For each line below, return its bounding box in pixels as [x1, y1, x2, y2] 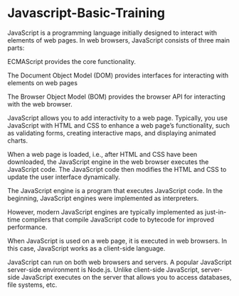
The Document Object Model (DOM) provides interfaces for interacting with [7, 71, 229, 80]
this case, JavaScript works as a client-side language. [7, 243, 166, 253]
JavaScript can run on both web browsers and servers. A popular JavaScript [7, 258, 232, 266]
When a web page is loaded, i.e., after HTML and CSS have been [7, 150, 198, 158]
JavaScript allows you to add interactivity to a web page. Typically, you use [7, 114, 228, 122]
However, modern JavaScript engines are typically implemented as [7, 207, 204, 216]
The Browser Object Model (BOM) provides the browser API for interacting [7, 92, 225, 101]
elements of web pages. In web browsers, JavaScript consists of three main [7, 35, 230, 44]
